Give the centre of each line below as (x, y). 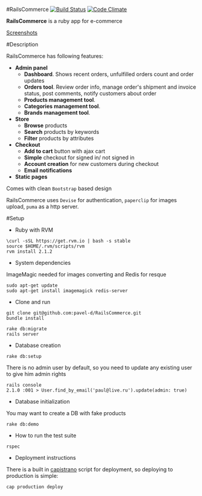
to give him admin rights (36, 374)
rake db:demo (23, 424)
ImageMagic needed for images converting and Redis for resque (87, 274)
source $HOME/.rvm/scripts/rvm (46, 246)
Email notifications (48, 170)
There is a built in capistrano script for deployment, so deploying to (90, 469)
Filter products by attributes (59, 138)
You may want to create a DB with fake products (66, 413)
